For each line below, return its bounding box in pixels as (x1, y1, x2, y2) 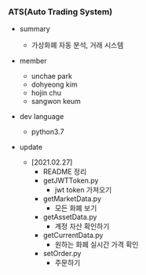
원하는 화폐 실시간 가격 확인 (54, 240, 139, 250)
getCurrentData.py (42, 231, 104, 240)
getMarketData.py (42, 194, 102, 203)
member (19, 56, 47, 65)
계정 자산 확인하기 (54, 221, 110, 231)
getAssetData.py (42, 212, 97, 222)
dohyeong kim (31, 80, 78, 89)
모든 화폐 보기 (54, 203, 97, 213)
